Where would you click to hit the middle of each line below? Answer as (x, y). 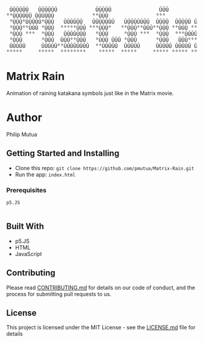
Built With (25, 227)
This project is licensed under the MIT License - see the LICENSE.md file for (101, 327)
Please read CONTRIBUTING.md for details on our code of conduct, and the (101, 288)
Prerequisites (26, 190)
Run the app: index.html (45, 174)
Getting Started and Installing (63, 153)
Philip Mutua (22, 134)
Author (24, 118)
